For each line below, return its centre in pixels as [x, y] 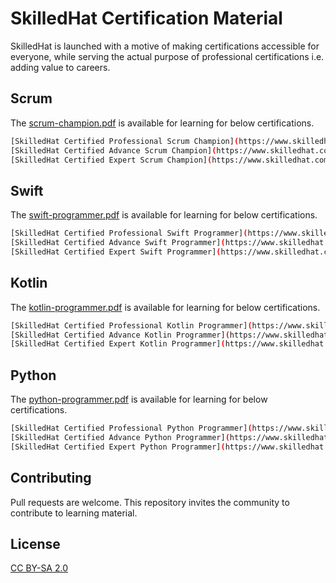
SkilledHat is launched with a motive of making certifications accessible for [165, 46]
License [35, 543]
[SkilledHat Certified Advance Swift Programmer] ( [118, 243]
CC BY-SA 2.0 [39, 568]
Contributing [51, 478]
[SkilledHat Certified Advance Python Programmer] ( [120, 437]
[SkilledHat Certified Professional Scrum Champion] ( [125, 141]
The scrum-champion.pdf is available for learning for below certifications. [162, 123]
